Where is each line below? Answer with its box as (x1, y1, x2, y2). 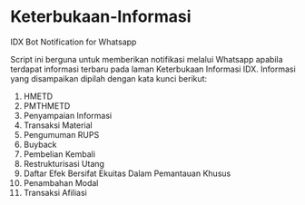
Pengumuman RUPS (23, 129, 100, 140)
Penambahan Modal (23, 177, 99, 188)
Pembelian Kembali (23, 148, 96, 160)
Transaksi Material (23, 120, 93, 131)
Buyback (23, 139, 57, 150)
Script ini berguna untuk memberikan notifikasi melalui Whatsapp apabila (10, 54, 284, 64)
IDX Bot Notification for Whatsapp (10, 36, 137, 47)
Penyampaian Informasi (23, 110, 113, 121)
